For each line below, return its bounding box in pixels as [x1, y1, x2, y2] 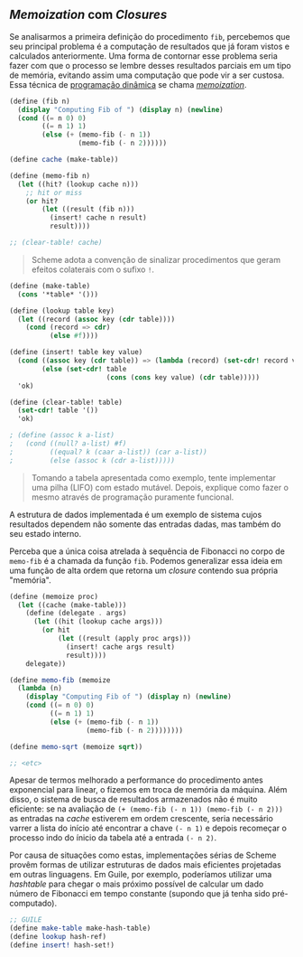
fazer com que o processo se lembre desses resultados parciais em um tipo [9, 60, 291, 70]
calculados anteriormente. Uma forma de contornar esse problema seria [9, 50, 278, 61]
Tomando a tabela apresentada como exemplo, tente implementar [31, 472, 277, 483]
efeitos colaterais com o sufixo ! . [31, 264, 155, 275]
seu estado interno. [9, 528, 82, 539]
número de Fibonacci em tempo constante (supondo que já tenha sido [9, 888, 271, 899]
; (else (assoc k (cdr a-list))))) [9, 455, 176, 464]
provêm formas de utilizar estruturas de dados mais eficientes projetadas [9, 859, 281, 870]
